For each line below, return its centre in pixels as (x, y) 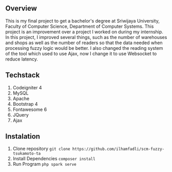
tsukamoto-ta (27, 154)
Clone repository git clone (41, 149)
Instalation (23, 136)
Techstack (23, 75)
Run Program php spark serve (44, 164)
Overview (21, 8)
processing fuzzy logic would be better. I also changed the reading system (84, 48)
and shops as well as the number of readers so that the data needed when (84, 43)
